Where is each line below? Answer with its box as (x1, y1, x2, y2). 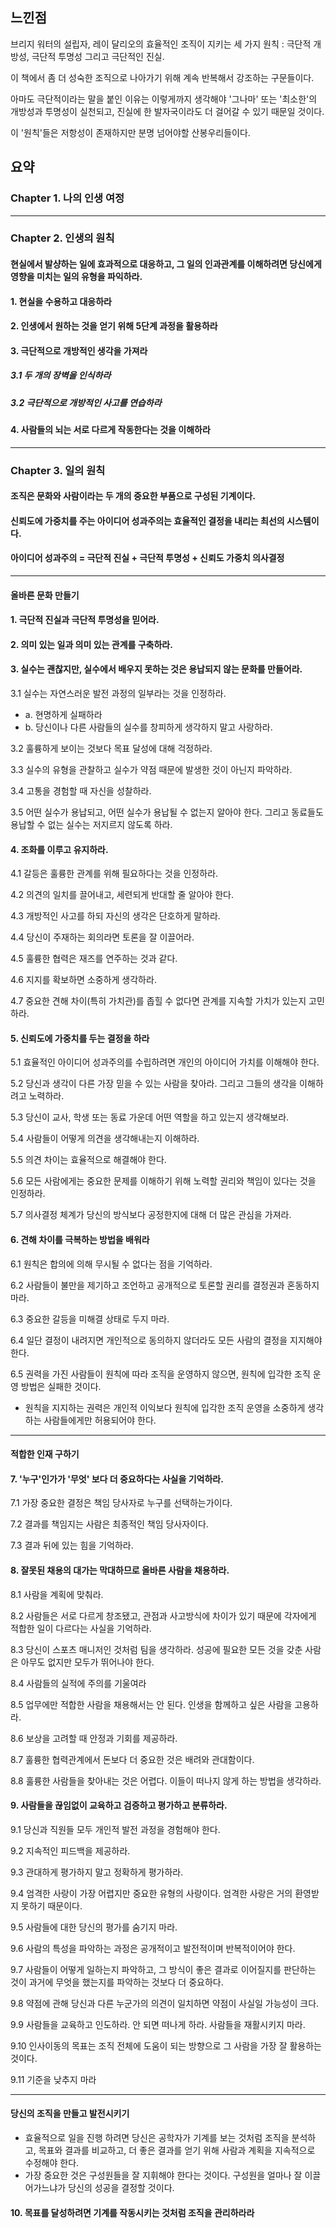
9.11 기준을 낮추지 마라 (10, 2073, 97, 2085)
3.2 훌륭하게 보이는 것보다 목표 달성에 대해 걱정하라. (10, 743, 213, 755)
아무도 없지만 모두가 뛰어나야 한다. (20, 1656, 155, 1668)
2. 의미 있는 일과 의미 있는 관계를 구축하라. (10, 638, 173, 650)
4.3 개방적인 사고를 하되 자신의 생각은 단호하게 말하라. (10, 910, 221, 922)
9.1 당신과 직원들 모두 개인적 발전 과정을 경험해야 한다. (10, 1823, 221, 1835)
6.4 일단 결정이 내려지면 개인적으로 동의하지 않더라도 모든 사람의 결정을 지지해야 (10, 1334, 323, 1346)
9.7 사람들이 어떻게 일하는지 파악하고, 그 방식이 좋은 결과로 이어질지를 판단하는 (10, 1963, 317, 1975)
